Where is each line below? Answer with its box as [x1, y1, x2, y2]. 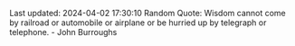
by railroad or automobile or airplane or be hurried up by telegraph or [9, 17, 267, 28]
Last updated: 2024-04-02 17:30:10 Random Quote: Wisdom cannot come [9, 8, 287, 18]
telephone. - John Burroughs [9, 27, 118, 37]
